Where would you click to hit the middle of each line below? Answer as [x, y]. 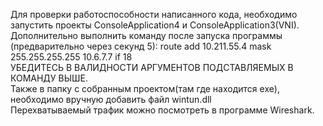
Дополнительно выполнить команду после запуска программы [146, 35]
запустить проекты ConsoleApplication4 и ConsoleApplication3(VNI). [155, 25]
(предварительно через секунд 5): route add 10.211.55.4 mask [141, 46]
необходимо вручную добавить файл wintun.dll [111, 99]
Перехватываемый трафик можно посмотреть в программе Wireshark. [162, 110]
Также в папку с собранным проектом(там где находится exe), [145, 88]
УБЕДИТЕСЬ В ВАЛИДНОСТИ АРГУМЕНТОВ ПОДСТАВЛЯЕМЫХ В [152, 67]
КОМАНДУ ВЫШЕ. [49, 78]
